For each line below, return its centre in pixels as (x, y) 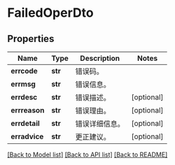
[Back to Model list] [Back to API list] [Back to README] (87, 155)
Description (100, 58)
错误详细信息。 (100, 124)
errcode (24, 71)
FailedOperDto (50, 13)
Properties (31, 39)
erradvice (27, 136)
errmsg (23, 84)
